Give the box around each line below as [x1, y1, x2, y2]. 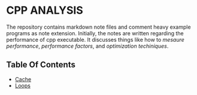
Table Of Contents [6, 60, 76, 70]
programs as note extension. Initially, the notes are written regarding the [6, 29, 184, 36]
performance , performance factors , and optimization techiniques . [6, 42, 169, 50]
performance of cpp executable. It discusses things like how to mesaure [6, 36, 184, 43]
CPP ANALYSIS [6, 4, 84, 17]
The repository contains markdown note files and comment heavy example [6, 23, 191, 30]
